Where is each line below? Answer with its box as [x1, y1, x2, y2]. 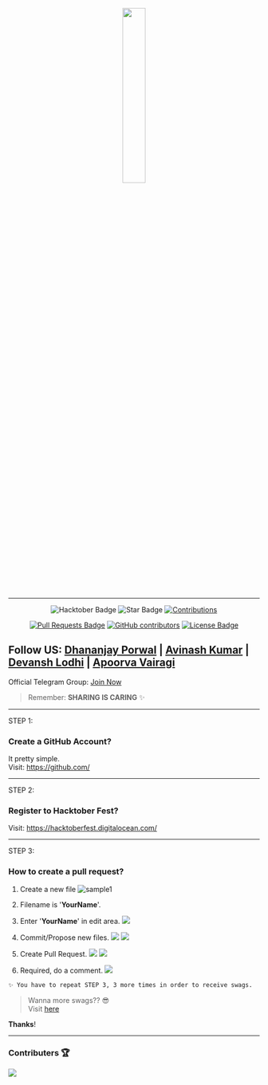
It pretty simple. [8, 754, 60, 764]
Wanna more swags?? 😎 [27, 995, 110, 1004]
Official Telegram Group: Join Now [8, 677, 122, 686]
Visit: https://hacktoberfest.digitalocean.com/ [8, 824, 158, 833]
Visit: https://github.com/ [8, 762, 90, 772]
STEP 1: [8, 716, 33, 725]
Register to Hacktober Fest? [8, 805, 119, 816]
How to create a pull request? [8, 866, 124, 877]
